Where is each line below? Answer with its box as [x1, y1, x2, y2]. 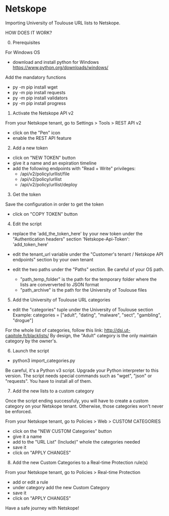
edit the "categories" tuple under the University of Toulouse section [12, 306, 153, 312]
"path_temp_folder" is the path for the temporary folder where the [20, 276, 157, 282]
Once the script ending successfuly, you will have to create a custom [5, 398, 149, 404]
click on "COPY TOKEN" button [12, 211, 78, 217]
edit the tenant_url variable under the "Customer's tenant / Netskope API [12, 251, 163, 257]
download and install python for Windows [12, 59, 99, 65]
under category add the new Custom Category [12, 484, 110, 490]
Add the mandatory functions [5, 74, 67, 80]
